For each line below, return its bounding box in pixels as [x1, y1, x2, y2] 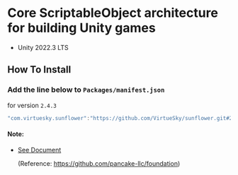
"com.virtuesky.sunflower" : [7, 114, 91, 121]
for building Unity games [7, 20, 156, 36]
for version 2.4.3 [7, 101, 57, 109]
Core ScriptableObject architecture [7, 5, 218, 21]
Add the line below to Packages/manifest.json [7, 85, 165, 95]
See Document [17, 145, 62, 154]
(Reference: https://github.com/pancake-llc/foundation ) [17, 159, 181, 167]
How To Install [7, 64, 72, 76]
